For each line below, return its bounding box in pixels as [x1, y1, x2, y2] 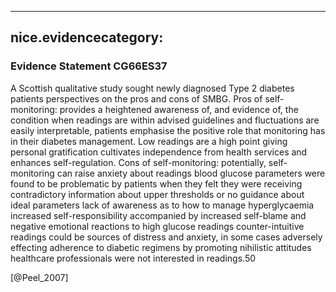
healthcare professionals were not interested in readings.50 [10, 252, 257, 264]
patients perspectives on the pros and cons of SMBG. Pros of [10, 92, 263, 105]
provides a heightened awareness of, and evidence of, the [59, 103, 299, 115]
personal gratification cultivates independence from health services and [10, 146, 308, 158]
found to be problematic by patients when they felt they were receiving [10, 177, 303, 190]
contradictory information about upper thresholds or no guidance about [10, 188, 305, 200]
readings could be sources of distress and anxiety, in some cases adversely [10, 231, 323, 243]
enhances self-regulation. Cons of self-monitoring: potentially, [10, 156, 267, 168]
